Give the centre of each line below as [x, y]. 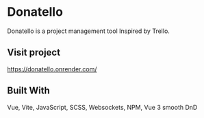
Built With [28, 91]
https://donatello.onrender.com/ [52, 69]
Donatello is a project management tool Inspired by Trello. [88, 31]
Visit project [34, 52]
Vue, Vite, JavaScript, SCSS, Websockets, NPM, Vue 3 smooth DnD [102, 107]
